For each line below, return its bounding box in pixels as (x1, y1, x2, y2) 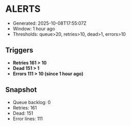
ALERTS (5, 3, 41, 15)
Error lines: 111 (12, 115, 43, 121)
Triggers (5, 46, 33, 55)
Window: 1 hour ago (12, 25, 55, 31)
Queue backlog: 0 (12, 99, 51, 105)
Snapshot (5, 85, 37, 94)
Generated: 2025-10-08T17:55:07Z (12, 20, 87, 26)
